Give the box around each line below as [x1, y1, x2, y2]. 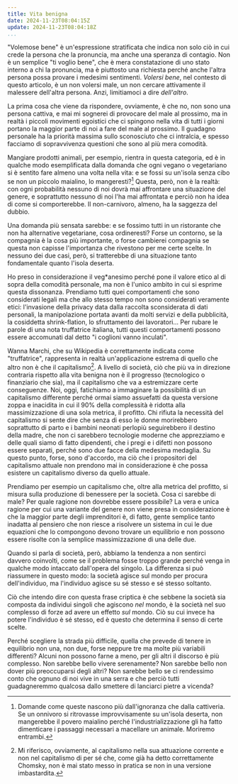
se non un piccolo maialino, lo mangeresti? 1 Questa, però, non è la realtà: [7, 176, 220, 186]
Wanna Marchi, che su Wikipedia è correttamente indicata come [7, 347, 195, 355]
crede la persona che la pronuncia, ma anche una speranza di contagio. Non [7, 50, 231, 59]
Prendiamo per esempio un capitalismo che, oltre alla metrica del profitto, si [7, 482, 228, 490]
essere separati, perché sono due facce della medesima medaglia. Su [7, 446, 211, 454]
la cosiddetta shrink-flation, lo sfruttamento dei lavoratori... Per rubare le [7, 318, 218, 326]
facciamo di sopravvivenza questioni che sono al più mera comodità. [7, 140, 208, 148]
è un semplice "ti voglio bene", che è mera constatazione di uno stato [7, 58, 210, 67]
